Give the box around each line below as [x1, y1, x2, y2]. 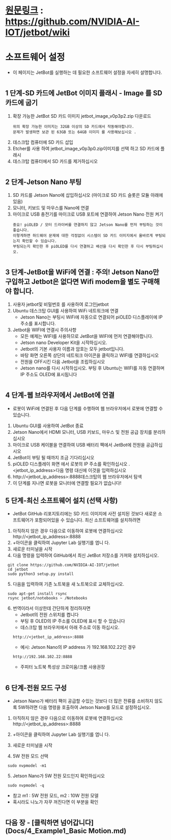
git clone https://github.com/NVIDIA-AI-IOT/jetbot [7, 563, 120, 568]
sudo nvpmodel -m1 [7, 763, 47, 768]
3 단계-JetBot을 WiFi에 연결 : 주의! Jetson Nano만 [5, 268, 159, 276]
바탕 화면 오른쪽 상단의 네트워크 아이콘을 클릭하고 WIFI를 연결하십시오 [20, 352, 159, 358]
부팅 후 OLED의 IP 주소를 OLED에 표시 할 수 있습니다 [20, 618, 126, 624]
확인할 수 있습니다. [22, 239, 57, 244]
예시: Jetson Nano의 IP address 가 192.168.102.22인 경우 [20, 644, 136, 650]
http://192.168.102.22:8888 [12, 654, 72, 660]
